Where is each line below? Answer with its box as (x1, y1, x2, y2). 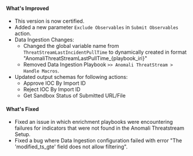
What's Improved (6, 5, 49, 12)
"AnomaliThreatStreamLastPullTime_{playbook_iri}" (23, 55, 147, 62)
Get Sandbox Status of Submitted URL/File (23, 92, 126, 99)
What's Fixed (6, 105, 39, 112)
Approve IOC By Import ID (23, 79, 86, 87)
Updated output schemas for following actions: (14, 74, 128, 81)
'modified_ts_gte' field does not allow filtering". (14, 143, 127, 150)
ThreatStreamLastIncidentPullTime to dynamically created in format (23, 48, 187, 56)
